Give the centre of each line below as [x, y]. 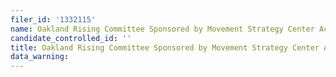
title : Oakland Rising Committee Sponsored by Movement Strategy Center [165, 47]
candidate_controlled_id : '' [71, 38]
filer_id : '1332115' [53, 19]
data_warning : [40, 57]
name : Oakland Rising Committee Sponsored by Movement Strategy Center [162, 29]
